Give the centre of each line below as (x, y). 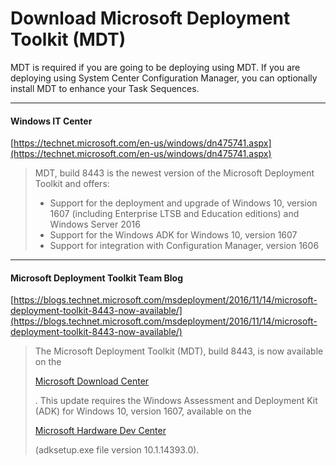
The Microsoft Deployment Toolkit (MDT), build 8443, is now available (179, 351)
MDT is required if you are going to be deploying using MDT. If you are (155, 67)
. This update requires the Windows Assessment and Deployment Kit (176, 401)
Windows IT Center (51, 121)
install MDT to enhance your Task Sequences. (105, 88)
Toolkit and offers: (72, 184)
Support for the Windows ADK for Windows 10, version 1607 (173, 235)
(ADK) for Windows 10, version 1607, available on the (143, 411)
